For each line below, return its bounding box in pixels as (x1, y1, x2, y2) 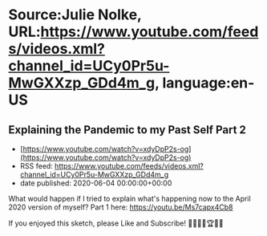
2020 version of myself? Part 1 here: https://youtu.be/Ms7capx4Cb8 (8, 202, 233, 212)
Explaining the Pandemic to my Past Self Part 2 (8, 123, 247, 136)
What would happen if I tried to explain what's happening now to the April (8, 194, 251, 203)
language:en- (162, 74, 255, 92)
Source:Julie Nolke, (8, 6, 142, 24)
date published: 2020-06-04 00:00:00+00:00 (19, 178, 172, 188)
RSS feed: (19, 161, 54, 170)
